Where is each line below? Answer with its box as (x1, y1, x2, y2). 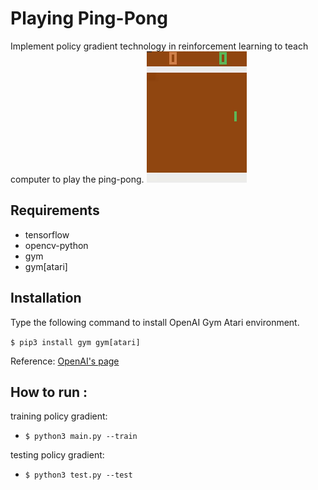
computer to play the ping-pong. (10, 173, 145, 185)
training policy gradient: (10, 410, 108, 422)
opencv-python (24, 239, 89, 251)
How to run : (10, 383, 88, 401)
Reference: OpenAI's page (10, 355, 120, 367)
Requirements (10, 202, 100, 219)
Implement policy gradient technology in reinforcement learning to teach (10, 40, 309, 52)
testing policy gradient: (10, 449, 105, 461)
